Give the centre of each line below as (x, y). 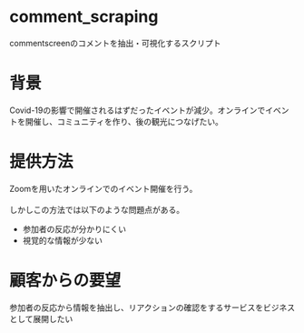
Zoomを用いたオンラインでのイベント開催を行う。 (103, 188)
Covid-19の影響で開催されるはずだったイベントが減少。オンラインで (137, 110)
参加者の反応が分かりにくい (74, 228)
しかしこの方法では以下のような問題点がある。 (97, 209)
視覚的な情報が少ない (62, 240)
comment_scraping (84, 17)
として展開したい (41, 318)
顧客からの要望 (65, 280)
